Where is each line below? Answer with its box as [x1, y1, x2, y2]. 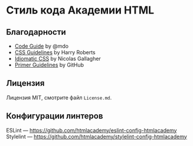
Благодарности [6, 27, 66, 37]
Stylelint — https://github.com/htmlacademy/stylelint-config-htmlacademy [6, 133, 187, 140]
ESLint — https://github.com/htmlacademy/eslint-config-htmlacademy [6, 127, 177, 134]
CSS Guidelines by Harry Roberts [14, 49, 96, 56]
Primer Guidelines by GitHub [14, 61, 84, 68]
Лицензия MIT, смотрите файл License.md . [6, 94, 112, 101]
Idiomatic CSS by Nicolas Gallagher [14, 55, 102, 62]
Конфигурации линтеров [6, 111, 103, 121]
